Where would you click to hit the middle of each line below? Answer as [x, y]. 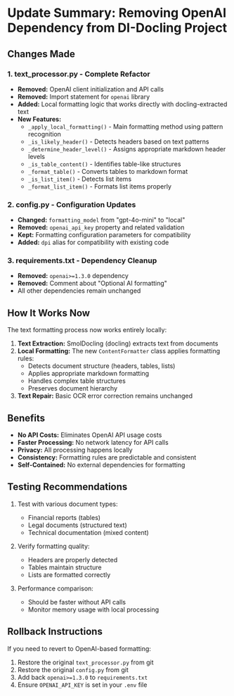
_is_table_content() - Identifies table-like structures [104, 164]
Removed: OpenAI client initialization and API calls [90, 89]
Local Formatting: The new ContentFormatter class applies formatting [119, 351]
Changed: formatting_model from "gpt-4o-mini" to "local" [101, 220]
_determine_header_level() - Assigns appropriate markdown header [127, 148]
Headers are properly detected [73, 559]
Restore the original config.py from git [73, 669]
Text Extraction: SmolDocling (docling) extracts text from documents [118, 343]
